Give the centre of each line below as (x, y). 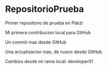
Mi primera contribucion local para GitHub (48, 32)
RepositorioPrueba (45, 9)
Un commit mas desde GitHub (36, 42)
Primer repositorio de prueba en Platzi (44, 23)
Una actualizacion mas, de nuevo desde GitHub (54, 52)
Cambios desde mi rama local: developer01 (49, 61)
